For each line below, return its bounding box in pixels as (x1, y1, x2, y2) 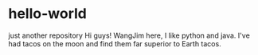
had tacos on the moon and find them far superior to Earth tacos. (8, 38, 221, 48)
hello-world (8, 5, 88, 23)
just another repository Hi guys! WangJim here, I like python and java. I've (8, 31, 251, 40)
